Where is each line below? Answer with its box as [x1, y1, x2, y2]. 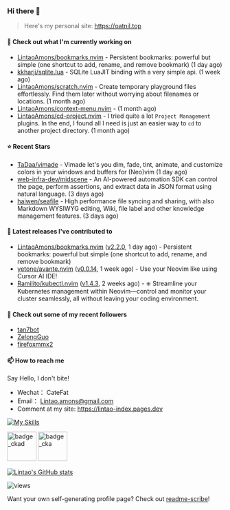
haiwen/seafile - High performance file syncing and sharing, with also [16, 196, 215, 205]
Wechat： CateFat [16, 389, 69, 397]
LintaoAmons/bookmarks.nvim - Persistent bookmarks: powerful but [16, 53, 211, 61]
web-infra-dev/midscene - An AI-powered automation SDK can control [16, 175, 218, 183]
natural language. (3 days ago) [16, 190, 104, 198]
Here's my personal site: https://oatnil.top [23, 22, 142, 30]
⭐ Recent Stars [7, 143, 51, 151]
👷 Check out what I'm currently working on [7, 37, 132, 45]
